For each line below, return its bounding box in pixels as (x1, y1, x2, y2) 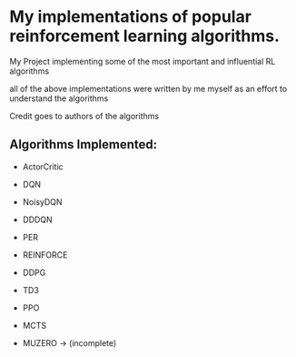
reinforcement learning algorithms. (9, 25, 280, 46)
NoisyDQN (22, 196, 63, 207)
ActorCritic (22, 161, 64, 172)
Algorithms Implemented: (9, 137, 158, 152)
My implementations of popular (9, 6, 252, 27)
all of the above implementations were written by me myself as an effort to (9, 83, 288, 94)
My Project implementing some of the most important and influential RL (9, 56, 276, 66)
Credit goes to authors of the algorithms (9, 110, 160, 121)
